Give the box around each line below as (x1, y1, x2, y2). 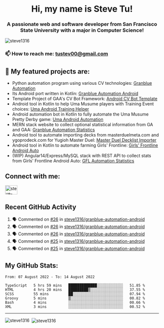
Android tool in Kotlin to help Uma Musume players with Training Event (12, 101, 154, 107)
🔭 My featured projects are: (5, 67, 90, 76)
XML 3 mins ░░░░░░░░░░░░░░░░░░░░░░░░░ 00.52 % (5, 304, 145, 309)
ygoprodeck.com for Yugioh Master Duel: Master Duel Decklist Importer (12, 137, 157, 143)
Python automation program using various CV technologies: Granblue (12, 80, 152, 86)
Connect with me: (5, 172, 61, 180)
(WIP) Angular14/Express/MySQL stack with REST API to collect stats (12, 153, 151, 159)
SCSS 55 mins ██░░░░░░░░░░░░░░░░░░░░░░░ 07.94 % (5, 291, 145, 296)
